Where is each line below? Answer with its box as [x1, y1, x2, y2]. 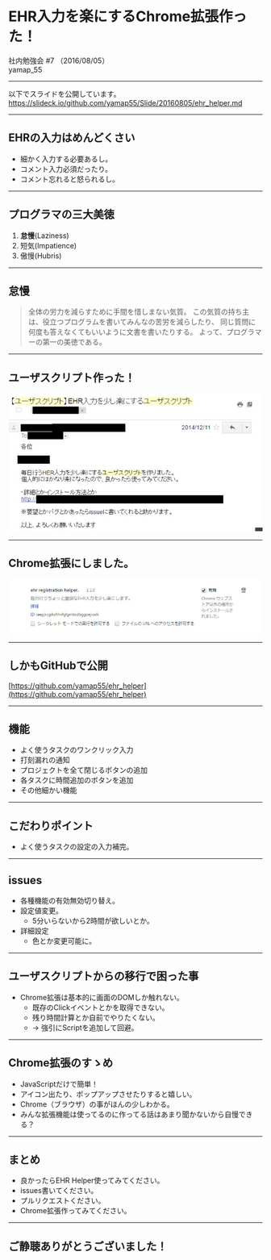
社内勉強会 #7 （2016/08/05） [8, 56, 110, 65]
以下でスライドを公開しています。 [8, 89, 121, 98]
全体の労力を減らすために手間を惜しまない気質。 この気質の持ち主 [27, 307, 250, 317]
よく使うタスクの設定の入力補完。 [19, 842, 134, 852]
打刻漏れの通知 [19, 755, 70, 765]
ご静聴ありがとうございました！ [8, 1239, 168, 1253]
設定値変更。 [19, 905, 63, 916]
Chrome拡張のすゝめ [8, 1056, 114, 1070]
